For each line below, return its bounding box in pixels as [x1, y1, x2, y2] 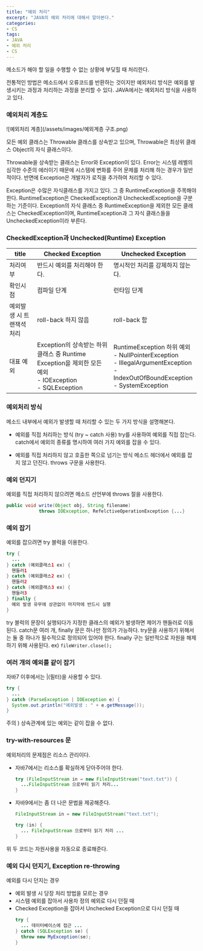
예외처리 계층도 [6, 110, 48, 119]
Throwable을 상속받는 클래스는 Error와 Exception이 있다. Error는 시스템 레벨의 [6, 159, 193, 166]
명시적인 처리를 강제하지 [113, 261, 178, 270]
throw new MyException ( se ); [21, 933, 92, 940]
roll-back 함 [113, 316, 148, 324]
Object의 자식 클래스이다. [12, 146, 73, 153]
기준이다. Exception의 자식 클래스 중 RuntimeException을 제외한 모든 [17, 202, 182, 209]
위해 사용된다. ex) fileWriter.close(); [17, 641, 112, 649]
